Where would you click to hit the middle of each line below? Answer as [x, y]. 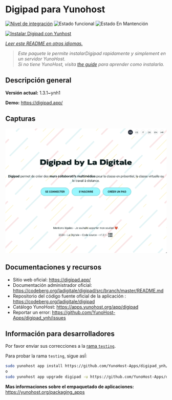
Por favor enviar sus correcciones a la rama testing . [61, 346]
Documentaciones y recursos [53, 267]
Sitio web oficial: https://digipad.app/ [52, 280]
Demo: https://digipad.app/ [34, 102]
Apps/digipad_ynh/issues [39, 318]
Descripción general [38, 80]
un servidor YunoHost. [41, 59]
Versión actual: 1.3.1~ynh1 [33, 93]
